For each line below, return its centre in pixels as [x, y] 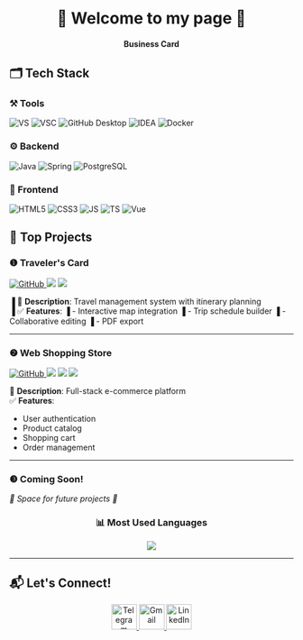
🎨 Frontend [34, 189]
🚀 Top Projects [51, 238]
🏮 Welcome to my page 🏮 [151, 18]
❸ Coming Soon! [46, 479]
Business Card [151, 43]
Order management [59, 448]
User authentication [59, 419]
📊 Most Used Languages [151, 523]
